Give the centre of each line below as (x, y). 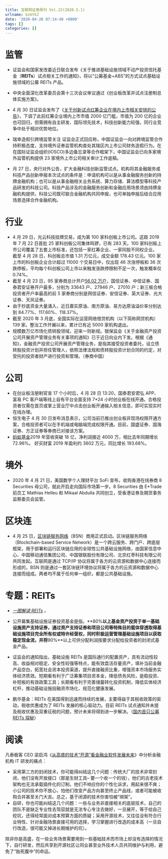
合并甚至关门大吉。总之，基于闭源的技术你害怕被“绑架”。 (76, 797)
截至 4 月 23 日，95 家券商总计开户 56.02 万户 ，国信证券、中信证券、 (83, 281)
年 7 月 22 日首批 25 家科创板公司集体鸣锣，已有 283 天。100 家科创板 (85, 243)
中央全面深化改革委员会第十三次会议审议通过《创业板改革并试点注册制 (85, 93)
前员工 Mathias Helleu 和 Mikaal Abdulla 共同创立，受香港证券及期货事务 (87, 492)
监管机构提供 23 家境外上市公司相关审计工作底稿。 (69, 158)
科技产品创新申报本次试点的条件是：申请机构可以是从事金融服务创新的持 (87, 175)
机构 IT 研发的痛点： (26, 761)
